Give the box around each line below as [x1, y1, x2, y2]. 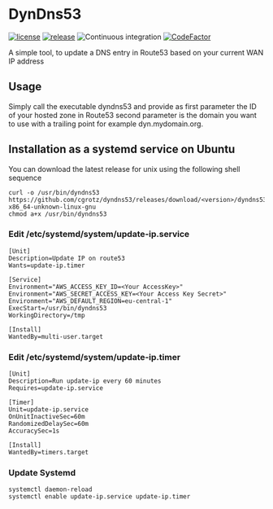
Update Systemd [8, 467, 76, 479]
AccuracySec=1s [8, 427, 60, 436]
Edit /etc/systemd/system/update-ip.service [8, 229, 190, 240]
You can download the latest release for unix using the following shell [8, 164, 240, 173]
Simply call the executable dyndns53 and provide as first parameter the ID [8, 101, 258, 111]
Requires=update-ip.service [8, 384, 104, 393]
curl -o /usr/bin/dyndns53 [8, 188, 100, 196]
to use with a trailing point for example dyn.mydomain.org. [8, 119, 204, 129]
